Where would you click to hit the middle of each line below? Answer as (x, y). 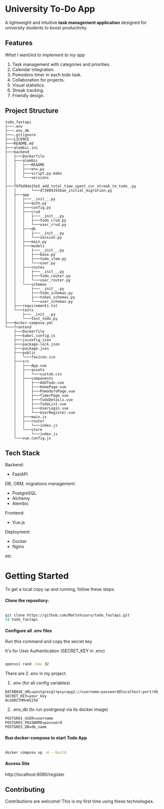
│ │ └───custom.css (38, 374)
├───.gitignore (20, 135)
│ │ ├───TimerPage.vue (41, 395)
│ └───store (28, 430)
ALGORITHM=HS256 (21, 701)
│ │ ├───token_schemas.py (40, 297)
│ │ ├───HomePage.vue (40, 387)
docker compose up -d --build (36, 752)
